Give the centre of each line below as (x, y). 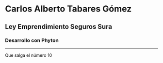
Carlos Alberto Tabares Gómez (68, 9)
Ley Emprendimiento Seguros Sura (59, 27)
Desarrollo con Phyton (32, 40)
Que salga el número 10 (29, 55)
